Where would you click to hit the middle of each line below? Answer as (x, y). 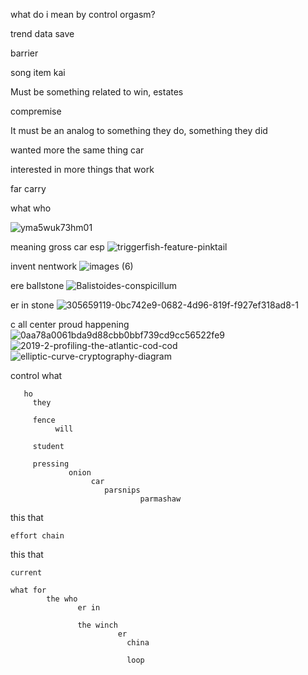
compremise (36, 111)
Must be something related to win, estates (97, 92)
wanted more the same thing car (77, 150)
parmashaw (160, 499)
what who (31, 208)
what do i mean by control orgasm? (83, 14)
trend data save (42, 33)
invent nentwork (44, 266)
